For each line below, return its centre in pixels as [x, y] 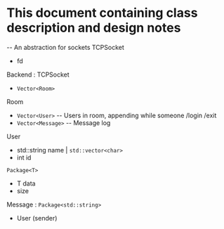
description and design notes [94, 28]
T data [26, 183]
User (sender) [37, 218]
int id [24, 157]
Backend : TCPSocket [38, 74]
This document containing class [102, 13]
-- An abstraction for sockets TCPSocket [65, 47]
